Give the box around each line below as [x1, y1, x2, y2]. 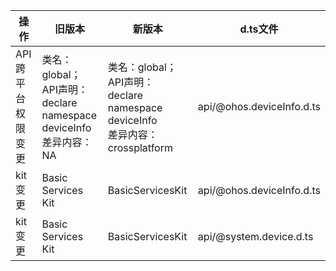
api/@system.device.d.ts [197, 230, 314, 243]
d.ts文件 [239, 22, 279, 36]
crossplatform [107, 141, 173, 154]
